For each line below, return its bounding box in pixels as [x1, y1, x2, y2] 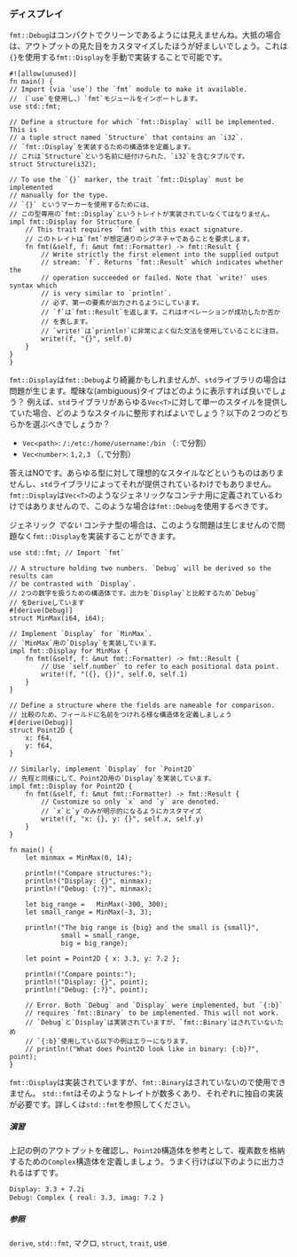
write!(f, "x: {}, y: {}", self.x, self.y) [41, 814, 204, 824]
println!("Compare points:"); [25, 970, 137, 979]
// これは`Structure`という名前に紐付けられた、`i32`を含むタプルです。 [9, 153, 250, 161]
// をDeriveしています [9, 599, 85, 608]
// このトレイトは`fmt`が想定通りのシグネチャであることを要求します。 [25, 235, 254, 244]
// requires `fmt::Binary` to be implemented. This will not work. [25, 1009, 279, 1017]
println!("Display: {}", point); [25, 978, 149, 986]
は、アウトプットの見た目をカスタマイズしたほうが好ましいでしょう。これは [9, 41, 288, 51]
